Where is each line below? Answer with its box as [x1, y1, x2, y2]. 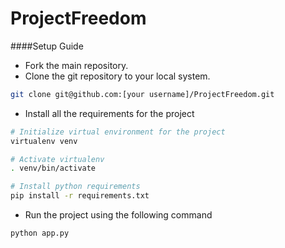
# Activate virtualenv [10, 154, 105, 164]
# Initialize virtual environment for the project [10, 127, 226, 137]
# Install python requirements [10, 182, 141, 192]
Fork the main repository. [24, 59, 129, 71]
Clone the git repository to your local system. [24, 70, 211, 82]
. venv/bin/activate [10, 163, 97, 174]
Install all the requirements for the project [24, 107, 195, 119]
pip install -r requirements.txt [10, 191, 150, 201]
